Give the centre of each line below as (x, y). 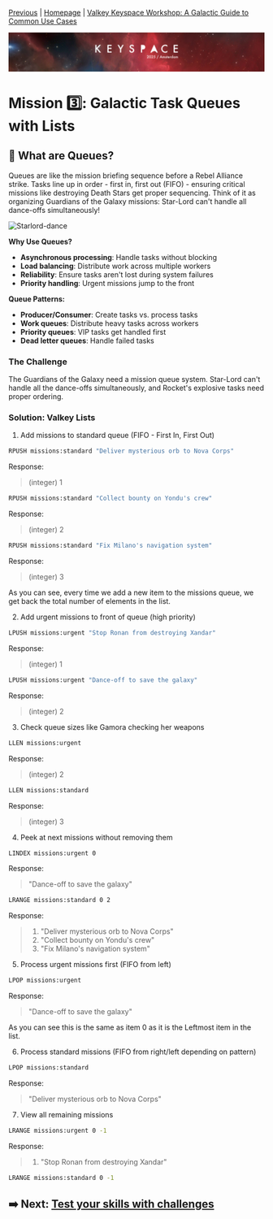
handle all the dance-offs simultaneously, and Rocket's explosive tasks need (136, 388)
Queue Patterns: (37, 299)
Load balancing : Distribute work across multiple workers (115, 266)
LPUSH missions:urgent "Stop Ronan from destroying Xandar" (113, 633)
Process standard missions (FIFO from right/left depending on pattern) (138, 1052)
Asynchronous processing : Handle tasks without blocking (119, 257)
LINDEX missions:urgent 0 (52, 853)
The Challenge (38, 362)
